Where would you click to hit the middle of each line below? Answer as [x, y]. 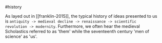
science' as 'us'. [21, 36]
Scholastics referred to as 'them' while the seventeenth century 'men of [77, 31]
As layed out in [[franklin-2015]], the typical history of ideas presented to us [81, 16]
